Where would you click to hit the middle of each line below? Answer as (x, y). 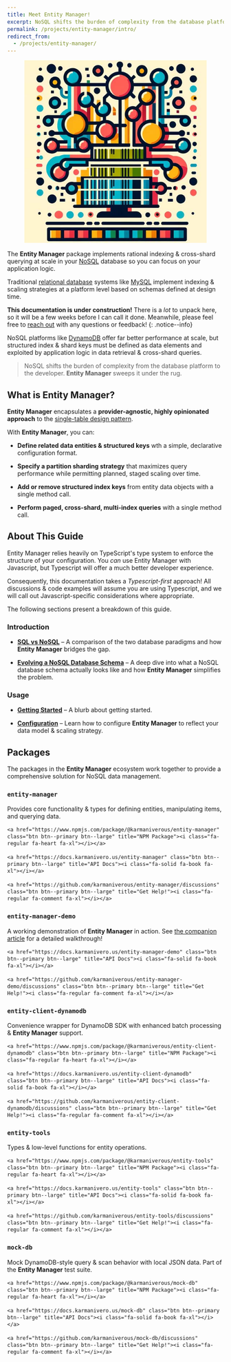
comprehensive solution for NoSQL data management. (84, 776)
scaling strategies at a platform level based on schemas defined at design (112, 289)
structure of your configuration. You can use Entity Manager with (99, 560)
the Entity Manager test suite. (50, 1269)
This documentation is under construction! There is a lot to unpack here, (112, 310)
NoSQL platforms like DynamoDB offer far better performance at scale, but (113, 338)
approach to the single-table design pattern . (70, 419)
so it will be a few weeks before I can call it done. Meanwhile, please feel (110, 318)
